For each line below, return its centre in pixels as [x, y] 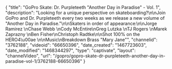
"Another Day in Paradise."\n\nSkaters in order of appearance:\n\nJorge [81, 23]
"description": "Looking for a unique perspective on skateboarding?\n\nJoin [85, 13]
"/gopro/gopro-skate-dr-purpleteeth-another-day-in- [109, 56]
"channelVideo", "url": [29, 56]
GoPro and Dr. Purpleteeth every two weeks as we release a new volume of [85, 18]
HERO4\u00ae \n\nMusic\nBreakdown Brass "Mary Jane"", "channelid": [81, 40]
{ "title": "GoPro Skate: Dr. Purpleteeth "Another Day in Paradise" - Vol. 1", [83, 7]
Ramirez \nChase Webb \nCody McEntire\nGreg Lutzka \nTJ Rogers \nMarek [86, 29]
